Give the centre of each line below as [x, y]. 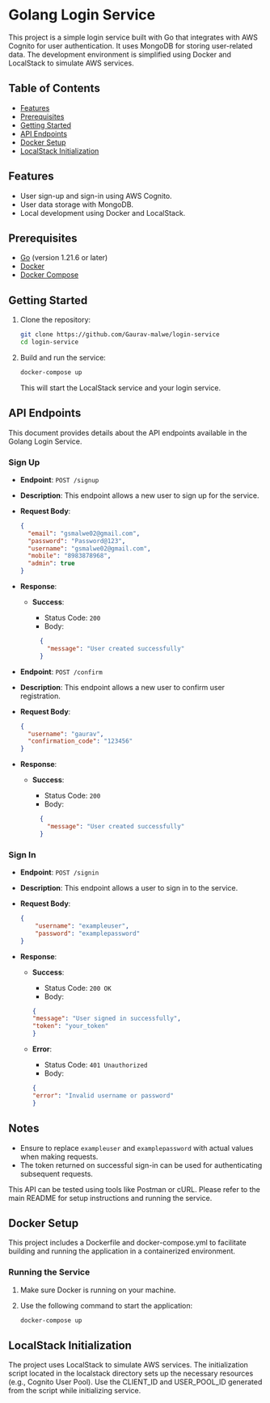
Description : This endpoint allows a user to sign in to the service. [129, 888]
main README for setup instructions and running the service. [110, 1198]
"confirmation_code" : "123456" [80, 741]
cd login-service [49, 342]
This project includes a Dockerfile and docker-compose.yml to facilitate [127, 1243]
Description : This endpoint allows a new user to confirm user [122, 687]
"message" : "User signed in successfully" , [107, 1019]
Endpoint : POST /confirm [61, 672]
